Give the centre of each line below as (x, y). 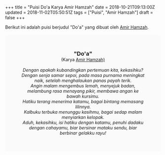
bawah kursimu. (83, 96)
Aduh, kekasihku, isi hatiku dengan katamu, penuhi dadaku (83, 122)
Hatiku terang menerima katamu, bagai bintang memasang (83, 101)
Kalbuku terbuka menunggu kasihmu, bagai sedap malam (83, 112)
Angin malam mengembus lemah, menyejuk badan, (83, 86)
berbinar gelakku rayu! (83, 133)
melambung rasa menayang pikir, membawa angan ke (83, 91)
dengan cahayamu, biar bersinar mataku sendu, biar (83, 128)
